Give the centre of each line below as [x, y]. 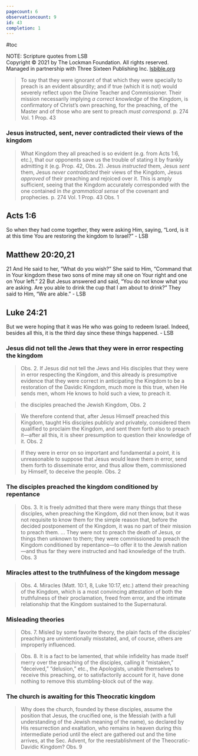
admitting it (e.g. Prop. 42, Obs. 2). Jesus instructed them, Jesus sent [105, 166]
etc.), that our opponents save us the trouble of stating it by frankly [102, 159]
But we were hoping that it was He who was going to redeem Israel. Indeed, [98, 326]
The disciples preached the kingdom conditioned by [82, 487]
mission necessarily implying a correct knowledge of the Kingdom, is [104, 99]
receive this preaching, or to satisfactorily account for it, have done [102, 675]
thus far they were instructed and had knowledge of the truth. [111, 551]
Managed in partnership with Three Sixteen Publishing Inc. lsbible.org [91, 69]
